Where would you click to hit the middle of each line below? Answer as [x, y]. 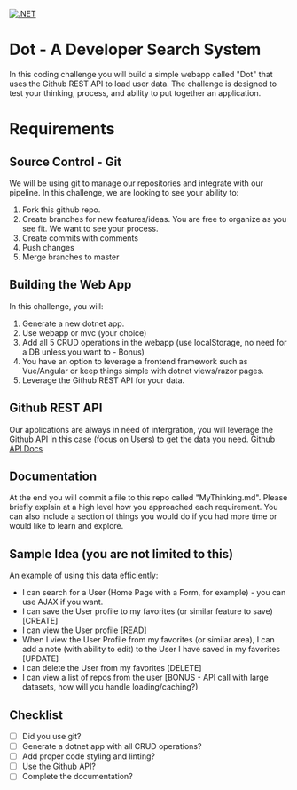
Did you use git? [51, 736]
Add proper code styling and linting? [88, 756]
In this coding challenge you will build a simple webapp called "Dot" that [141, 74]
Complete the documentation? [77, 777]
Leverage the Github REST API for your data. [103, 380]
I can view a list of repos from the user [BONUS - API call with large [145, 678]
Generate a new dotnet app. [73, 323]
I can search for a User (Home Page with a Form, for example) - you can [154, 593]
